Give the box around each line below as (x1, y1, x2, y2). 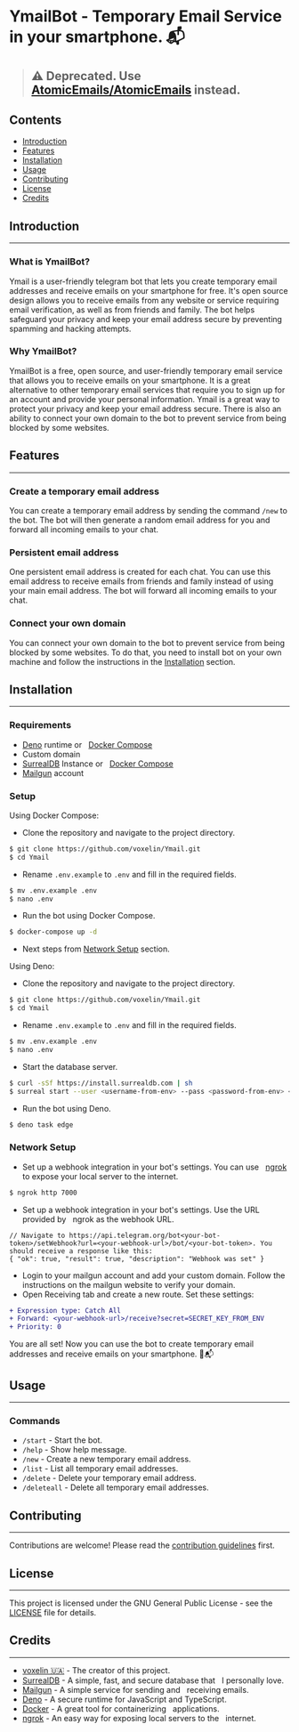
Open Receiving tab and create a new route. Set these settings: (21, 1289, 255, 1299)
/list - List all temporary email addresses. (21, 1463, 179, 1474)
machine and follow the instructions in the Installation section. (9, 656, 236, 667)
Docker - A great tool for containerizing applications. (21, 1703, 220, 1714)
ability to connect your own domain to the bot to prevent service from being (9, 412, 287, 424)
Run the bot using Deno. (21, 1103, 111, 1113)
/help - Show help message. (21, 1445, 127, 1455)
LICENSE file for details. (9, 1607, 97, 1617)
